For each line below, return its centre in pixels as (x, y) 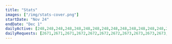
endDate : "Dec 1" (24, 24)
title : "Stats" (21, 10)
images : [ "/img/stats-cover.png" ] (42, 15)
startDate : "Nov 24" (27, 19)
